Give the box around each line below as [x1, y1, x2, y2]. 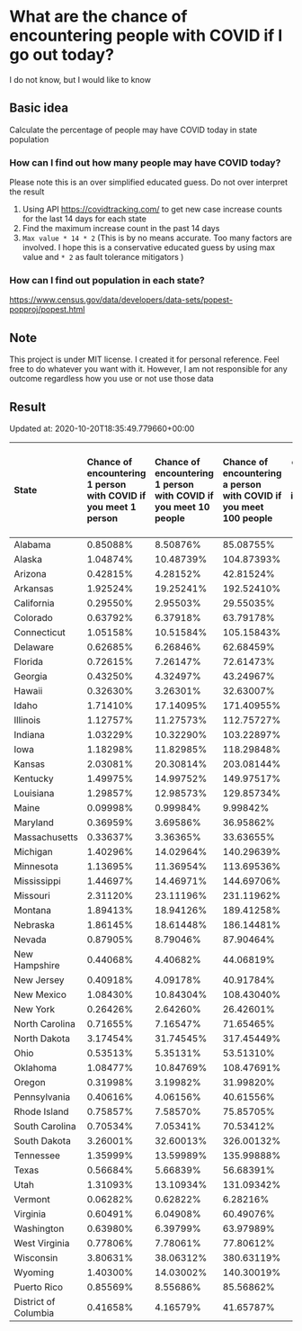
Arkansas [13, 582, 54, 595]
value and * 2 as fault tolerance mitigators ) [22, 252, 184, 263]
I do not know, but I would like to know [9, 74, 151, 85]
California [13, 597, 56, 609]
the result [9, 186, 45, 197]
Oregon [13, 1075, 47, 1088]
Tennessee [13, 1149, 61, 1162]
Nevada [13, 933, 47, 946]
